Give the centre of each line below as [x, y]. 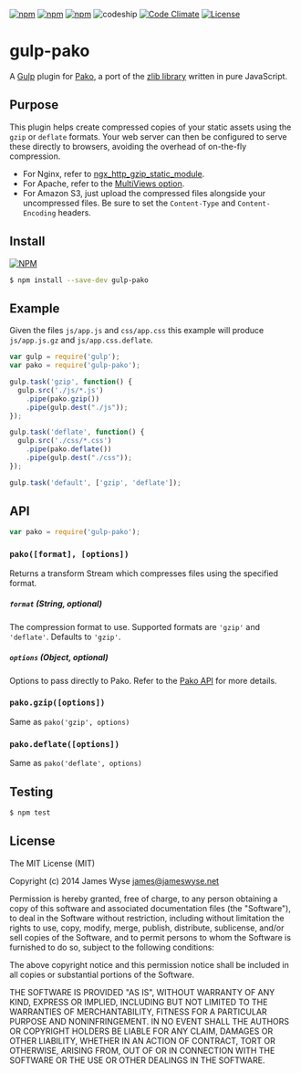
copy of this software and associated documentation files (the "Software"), [150, 908]
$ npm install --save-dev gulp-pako [79, 280]
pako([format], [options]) [69, 554]
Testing [31, 791]
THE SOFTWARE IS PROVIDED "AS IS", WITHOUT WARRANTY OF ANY [142, 992]
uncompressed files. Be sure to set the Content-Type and [129, 203]
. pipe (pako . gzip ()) [63, 399]
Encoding [39, 213]
